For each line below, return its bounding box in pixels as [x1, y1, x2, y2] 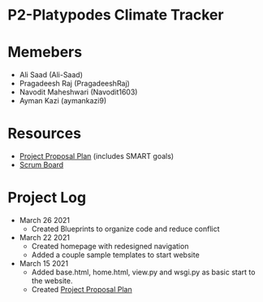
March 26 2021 [19, 216, 71, 225]
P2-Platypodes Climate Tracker [7, 6, 224, 24]
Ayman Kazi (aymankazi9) [19, 96, 107, 106]
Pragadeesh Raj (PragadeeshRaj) [19, 79, 131, 89]
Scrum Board [19, 160, 64, 170]
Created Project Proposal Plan [31, 285, 132, 294]
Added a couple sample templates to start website [31, 250, 200, 260]
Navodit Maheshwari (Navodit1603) [19, 87, 138, 97]
